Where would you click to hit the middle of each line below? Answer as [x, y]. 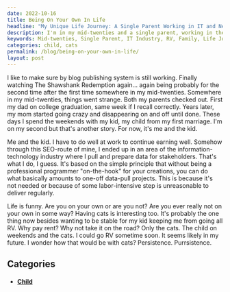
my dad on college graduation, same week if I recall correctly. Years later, [111, 106]
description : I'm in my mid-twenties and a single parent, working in [110, 33]
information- [195, 149]
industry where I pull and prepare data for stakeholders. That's [128, 156]
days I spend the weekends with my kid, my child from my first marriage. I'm [115, 121]
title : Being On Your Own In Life [56, 20]
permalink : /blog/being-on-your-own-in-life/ [73, 52]
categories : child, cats [42, 45]
